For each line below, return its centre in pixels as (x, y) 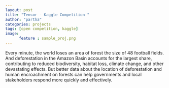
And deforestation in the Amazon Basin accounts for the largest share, (79, 58)
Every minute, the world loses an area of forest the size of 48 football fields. (84, 53)
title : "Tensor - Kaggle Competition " (47, 15)
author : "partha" (24, 19)
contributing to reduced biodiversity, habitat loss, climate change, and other (84, 64)
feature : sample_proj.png (47, 39)
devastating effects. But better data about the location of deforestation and (84, 69)
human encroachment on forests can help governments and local (74, 74)
